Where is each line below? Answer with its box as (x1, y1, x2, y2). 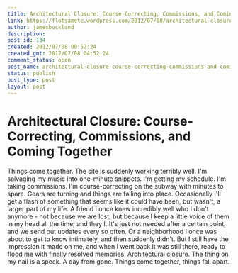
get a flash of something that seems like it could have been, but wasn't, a (7, 197, 221, 206)
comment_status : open (7, 57, 72, 64)
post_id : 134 (7, 37, 46, 44)
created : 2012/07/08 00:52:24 (7, 43, 97, 50)
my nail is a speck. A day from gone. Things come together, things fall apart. (7, 257, 230, 266)
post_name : (7, 63, 40, 70)
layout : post (7, 83, 46, 90)
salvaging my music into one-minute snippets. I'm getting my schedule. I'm (7, 174, 227, 183)
